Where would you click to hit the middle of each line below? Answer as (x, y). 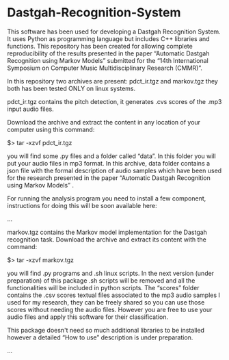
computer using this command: (51, 129)
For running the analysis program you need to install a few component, (107, 198)
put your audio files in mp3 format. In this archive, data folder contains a (109, 163)
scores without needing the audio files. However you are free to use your (110, 309)
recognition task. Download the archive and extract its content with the (107, 239)
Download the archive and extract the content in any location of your (104, 122)
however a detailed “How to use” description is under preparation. (100, 337)
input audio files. (31, 109)
